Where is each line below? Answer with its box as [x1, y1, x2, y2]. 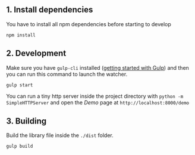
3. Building [6, 116, 47, 126]
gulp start [6, 82, 33, 88]
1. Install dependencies [6, 5, 93, 15]
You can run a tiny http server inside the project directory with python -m [6, 92, 184, 100]
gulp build [6, 143, 33, 150]
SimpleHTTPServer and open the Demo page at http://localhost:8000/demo [6, 98, 189, 106]
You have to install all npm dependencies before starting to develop [6, 20, 171, 27]
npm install [6, 32, 36, 38]
